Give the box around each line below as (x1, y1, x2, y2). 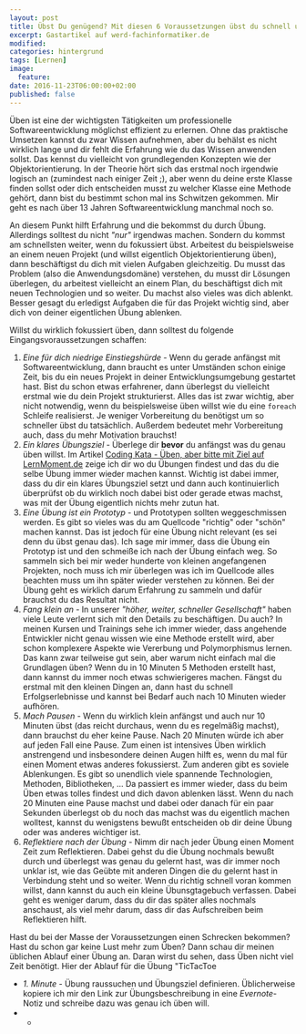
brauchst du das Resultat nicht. (22, 594, 140, 605)
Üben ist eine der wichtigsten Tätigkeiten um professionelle (9, 115, 232, 126)
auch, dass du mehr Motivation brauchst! (22, 429, 178, 440)
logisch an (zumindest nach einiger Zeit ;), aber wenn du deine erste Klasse (9, 172, 293, 183)
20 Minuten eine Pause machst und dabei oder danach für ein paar (22, 797, 275, 808)
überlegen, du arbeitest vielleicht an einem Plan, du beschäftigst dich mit (9, 277, 283, 288)
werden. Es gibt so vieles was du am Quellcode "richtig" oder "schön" (22, 516, 286, 527)
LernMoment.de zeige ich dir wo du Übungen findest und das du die (22, 458, 280, 470)
